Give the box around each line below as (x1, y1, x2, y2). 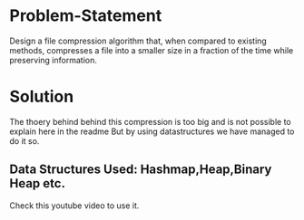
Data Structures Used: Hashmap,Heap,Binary (9, 162, 272, 177)
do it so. (9, 135, 40, 146)
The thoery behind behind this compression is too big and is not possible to (9, 116, 292, 127)
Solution (9, 87, 74, 107)
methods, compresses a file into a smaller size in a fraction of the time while (9, 44, 294, 55)
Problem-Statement (9, 5, 162, 26)
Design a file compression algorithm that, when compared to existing (9, 35, 268, 46)
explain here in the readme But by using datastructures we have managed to (9, 126, 295, 137)
